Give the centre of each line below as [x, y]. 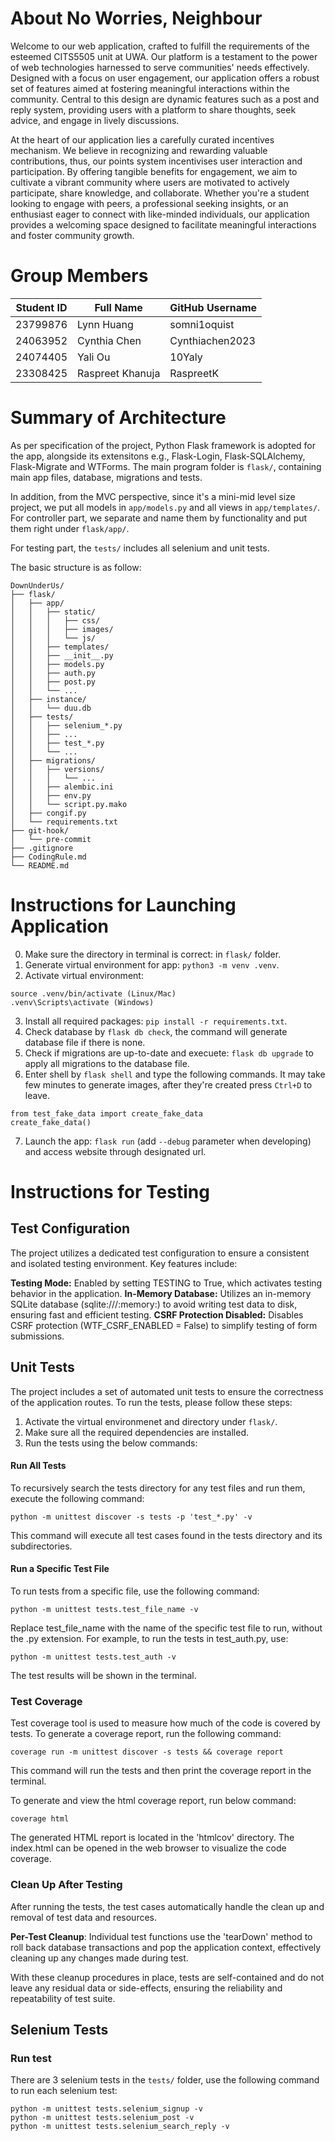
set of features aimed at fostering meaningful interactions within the [150, 88]
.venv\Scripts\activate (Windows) [82, 1002]
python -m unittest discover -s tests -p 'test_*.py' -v [131, 1517]
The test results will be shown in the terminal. [103, 1675]
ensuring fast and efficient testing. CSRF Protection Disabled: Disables [157, 1314]
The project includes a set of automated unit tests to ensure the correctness [167, 1391]
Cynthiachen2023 [212, 340]
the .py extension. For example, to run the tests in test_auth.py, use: [149, 1638]
